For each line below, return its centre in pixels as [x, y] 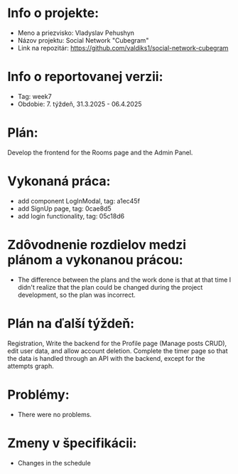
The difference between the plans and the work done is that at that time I [124, 280]
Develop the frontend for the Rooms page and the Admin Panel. [100, 152]
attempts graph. [31, 366]
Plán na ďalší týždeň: [71, 323]
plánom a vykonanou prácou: [95, 259]
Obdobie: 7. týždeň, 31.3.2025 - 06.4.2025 [80, 104]
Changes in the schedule [54, 463]
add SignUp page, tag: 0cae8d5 [64, 209]
